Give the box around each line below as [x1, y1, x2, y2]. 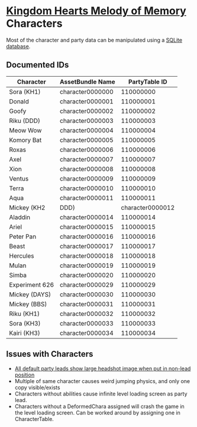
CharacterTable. [14, 415, 54, 422]
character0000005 [59, 135, 114, 144]
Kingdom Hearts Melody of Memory [6, 4, 186, 18]
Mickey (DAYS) [9, 290, 51, 298]
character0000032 [59, 309, 114, 318]
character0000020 [59, 271, 114, 279]
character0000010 [59, 184, 114, 192]
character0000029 [59, 280, 114, 289]
